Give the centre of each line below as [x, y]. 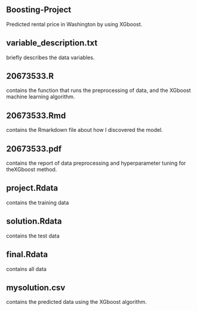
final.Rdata [27, 255]
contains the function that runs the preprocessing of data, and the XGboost [98, 90]
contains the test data [33, 236]
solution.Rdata [34, 221]
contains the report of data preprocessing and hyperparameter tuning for [96, 163]
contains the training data [38, 202]
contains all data [26, 269]
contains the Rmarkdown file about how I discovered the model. [84, 130]
